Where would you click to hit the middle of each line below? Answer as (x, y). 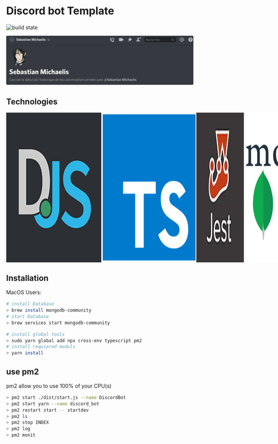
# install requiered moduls (41, 347)
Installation (27, 278)
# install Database (30, 304)
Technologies (32, 101)
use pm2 (23, 372)
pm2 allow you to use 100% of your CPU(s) (59, 386)
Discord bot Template (60, 11)
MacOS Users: (24, 292)
